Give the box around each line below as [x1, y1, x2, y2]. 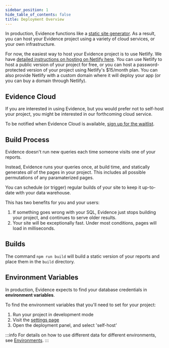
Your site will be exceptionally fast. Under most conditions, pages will [12, 220, 157, 226]
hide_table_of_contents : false [5, 12, 71, 17]
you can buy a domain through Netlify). [5, 78, 87, 84]
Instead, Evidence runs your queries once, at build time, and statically [5, 164, 150, 170]
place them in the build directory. [5, 258, 75, 264]
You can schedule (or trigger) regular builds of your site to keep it [5, 184, 141, 190]
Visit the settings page [12, 317, 60, 323]
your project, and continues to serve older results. [12, 215, 117, 221]
